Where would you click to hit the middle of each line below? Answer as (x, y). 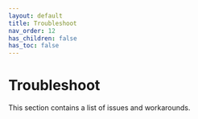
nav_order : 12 (32, 31)
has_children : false (43, 38)
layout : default (35, 16)
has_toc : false (34, 46)
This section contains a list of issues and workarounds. (99, 108)
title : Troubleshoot (43, 23)
